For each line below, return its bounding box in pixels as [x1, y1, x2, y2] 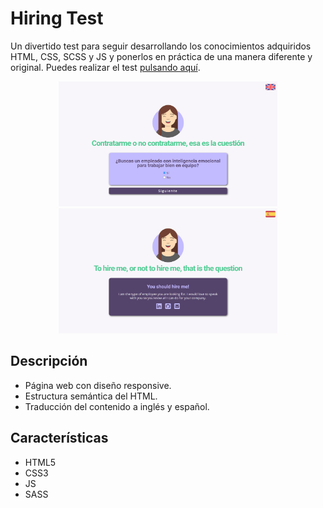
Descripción [10, 353, 88, 370]
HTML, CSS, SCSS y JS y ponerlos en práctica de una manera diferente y [10, 50, 313, 62]
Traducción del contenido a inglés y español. [24, 400, 210, 412]
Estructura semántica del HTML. [24, 390, 158, 402]
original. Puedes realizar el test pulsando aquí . [10, 61, 201, 73]
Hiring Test [10, 7, 104, 30]
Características [10, 430, 109, 447]
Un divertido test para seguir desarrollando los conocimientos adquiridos [10, 40, 312, 52]
